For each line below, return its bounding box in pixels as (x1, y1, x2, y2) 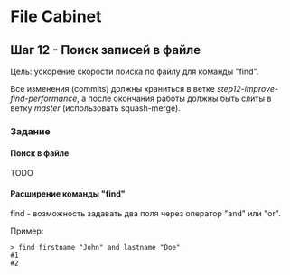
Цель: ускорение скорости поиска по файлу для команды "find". (10, 66, 259, 77)
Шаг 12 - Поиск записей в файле (10, 42, 201, 58)
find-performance (10, 93, 78, 104)
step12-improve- (216, 84, 279, 94)
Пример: (10, 225, 44, 236)
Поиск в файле (10, 147, 70, 159)
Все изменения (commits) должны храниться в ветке (10, 84, 216, 94)
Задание (10, 124, 51, 137)
